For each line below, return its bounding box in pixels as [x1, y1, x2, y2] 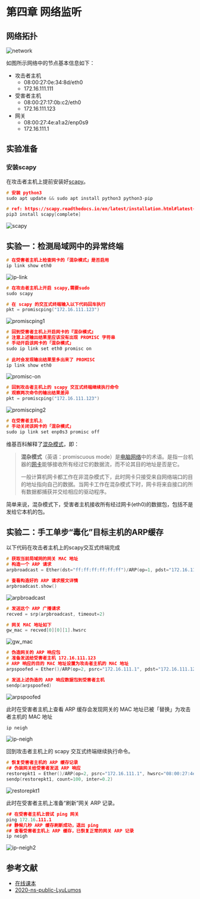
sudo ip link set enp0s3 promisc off [6, 429, 100, 435]
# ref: [6, 206, 23, 212]
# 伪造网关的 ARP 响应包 [6, 650, 61, 656]
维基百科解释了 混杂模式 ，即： [6, 440, 79, 447]
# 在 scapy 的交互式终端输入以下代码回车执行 [6, 301, 106, 307]
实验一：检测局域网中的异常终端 [6, 241, 124, 251]
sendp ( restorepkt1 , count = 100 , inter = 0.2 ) [6, 776, 113, 782]
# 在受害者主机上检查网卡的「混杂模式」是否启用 [6, 257, 109, 263]
